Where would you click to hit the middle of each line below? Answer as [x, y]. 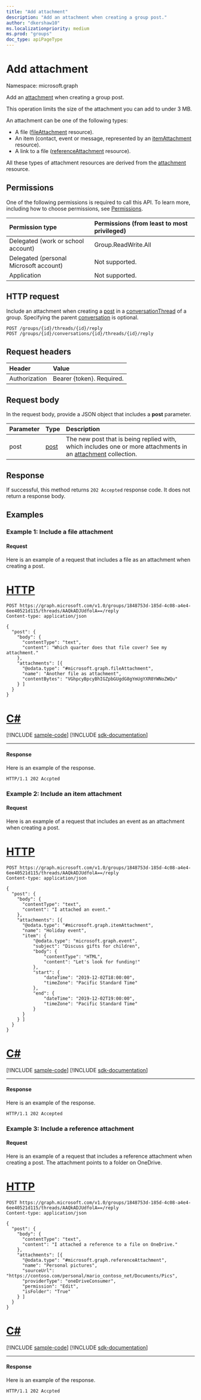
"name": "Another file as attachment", [71, 674]
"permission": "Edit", [50, 1286]
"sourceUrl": [38, 1271]
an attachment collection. [101, 454]
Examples [25, 515]
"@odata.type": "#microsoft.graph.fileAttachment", [88, 669]
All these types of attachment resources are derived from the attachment [96, 163]
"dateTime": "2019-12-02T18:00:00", [89, 977]
